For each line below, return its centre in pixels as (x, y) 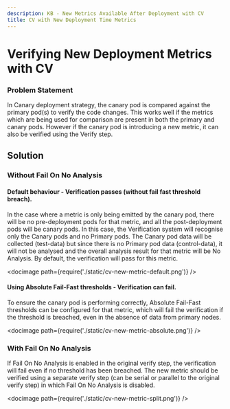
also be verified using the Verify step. (60, 134)
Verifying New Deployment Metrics (110, 54)
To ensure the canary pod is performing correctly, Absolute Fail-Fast (104, 302)
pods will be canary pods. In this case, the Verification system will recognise (115, 229)
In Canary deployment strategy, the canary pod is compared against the (109, 104)
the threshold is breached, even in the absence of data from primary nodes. (114, 317)
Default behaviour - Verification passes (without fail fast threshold (104, 191)
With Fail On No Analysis (49, 348)
